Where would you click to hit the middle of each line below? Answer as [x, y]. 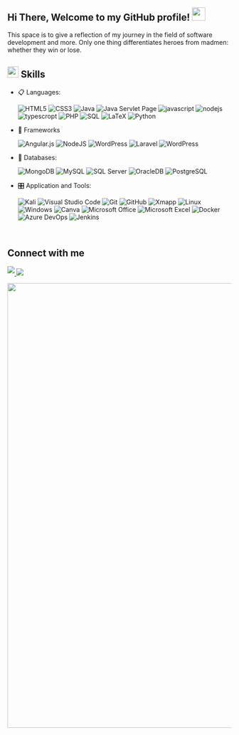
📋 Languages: [39, 92]
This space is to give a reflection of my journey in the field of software [110, 35]
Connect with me [46, 253]
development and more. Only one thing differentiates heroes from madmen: [118, 42]
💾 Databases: [37, 157]
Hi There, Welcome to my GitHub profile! [99, 17]
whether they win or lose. [44, 50]
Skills [33, 74]
